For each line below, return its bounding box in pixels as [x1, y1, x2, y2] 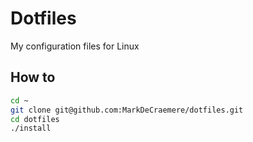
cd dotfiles [10, 114, 60, 124]
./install [10, 123, 52, 134]
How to [10, 69, 56, 86]
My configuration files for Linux [10, 40, 140, 52]
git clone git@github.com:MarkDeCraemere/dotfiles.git [10, 105, 244, 115]
